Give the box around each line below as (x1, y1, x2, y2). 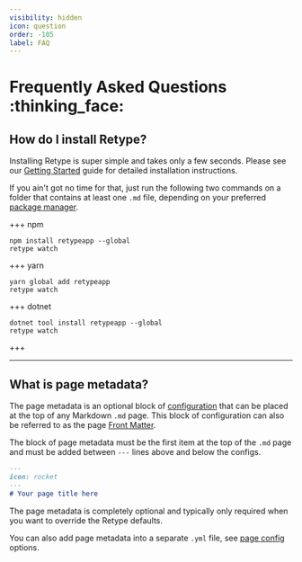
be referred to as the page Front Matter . (9, 420, 156, 431)
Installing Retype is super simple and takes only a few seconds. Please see (9, 156, 287, 166)
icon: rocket (9, 472, 58, 481)
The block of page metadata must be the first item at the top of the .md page (9, 437, 292, 448)
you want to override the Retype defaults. (9, 514, 164, 526)
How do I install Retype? (9, 131, 147, 147)
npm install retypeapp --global (9, 236, 130, 245)
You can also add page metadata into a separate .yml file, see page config (9, 532, 285, 543)
